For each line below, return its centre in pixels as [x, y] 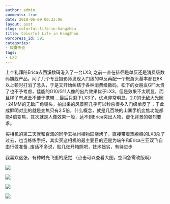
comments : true [21, 15]
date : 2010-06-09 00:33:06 [34, 19]
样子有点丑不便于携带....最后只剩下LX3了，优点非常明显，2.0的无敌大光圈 [87, 98]
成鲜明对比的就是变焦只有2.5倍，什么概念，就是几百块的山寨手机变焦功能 [82, 110]
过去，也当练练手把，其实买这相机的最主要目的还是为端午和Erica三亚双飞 [82, 140]
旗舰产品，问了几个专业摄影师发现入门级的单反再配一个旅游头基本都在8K [86, 79]
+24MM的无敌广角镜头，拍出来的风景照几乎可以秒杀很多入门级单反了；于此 [85, 104]
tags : [11, 52]
